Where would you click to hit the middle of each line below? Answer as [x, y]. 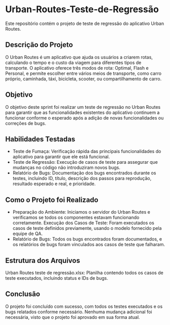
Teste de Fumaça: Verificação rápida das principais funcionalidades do [87, 152]
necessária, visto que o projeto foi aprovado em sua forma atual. [73, 317]
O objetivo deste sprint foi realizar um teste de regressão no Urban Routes [83, 107]
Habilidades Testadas [40, 139]
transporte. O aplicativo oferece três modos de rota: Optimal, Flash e [77, 68]
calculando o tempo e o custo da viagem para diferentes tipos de [73, 63]
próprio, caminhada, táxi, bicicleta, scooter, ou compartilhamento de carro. [83, 79]
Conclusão [23, 294]
